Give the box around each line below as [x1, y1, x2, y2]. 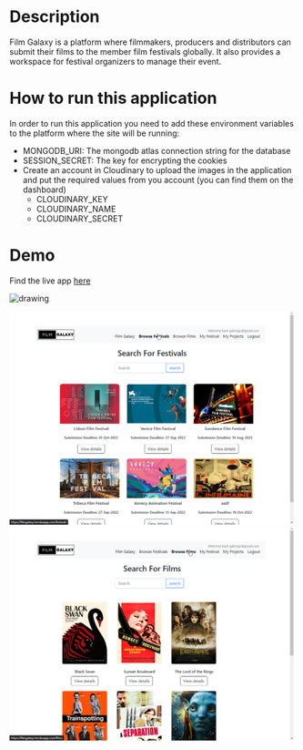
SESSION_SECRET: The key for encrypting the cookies [22, 155, 227, 166]
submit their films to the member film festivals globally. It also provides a [9, 46, 281, 57]
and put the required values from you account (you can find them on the [22, 174, 294, 185]
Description [9, 6, 100, 27]
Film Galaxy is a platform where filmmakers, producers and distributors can [9, 36, 291, 47]
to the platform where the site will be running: [9, 128, 180, 139]
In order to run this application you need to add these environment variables [9, 118, 294, 128]
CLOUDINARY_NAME [35, 203, 116, 214]
